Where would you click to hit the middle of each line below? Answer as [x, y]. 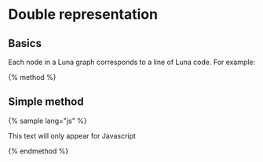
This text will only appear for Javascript [72, 135]
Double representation [83, 14]
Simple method [46, 102]
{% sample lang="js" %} [48, 121]
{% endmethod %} [38, 151]
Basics [25, 43]
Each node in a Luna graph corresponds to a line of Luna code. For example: [132, 62]
